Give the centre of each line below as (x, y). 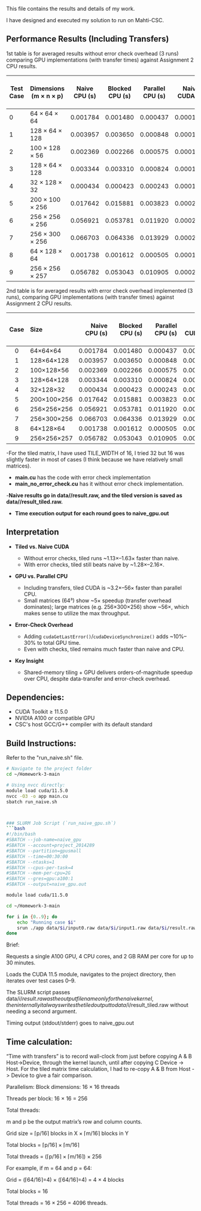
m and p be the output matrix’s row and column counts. (74, 1122)
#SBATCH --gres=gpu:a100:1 (40, 879)
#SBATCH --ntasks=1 (31, 862)
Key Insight (29, 660)
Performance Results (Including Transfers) (88, 39)
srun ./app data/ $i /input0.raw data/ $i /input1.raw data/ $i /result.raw (107, 928)
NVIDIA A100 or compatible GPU (55, 718)
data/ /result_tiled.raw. (34, 502)
